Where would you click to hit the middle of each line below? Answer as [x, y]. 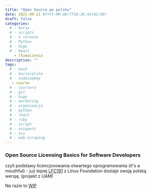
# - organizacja [26, 106]
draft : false [19, 19]
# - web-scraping [27, 138]
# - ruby [19, 119]
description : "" [22, 60]
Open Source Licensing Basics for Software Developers [73, 155]
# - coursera [23, 87]
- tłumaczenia [28, 55]
